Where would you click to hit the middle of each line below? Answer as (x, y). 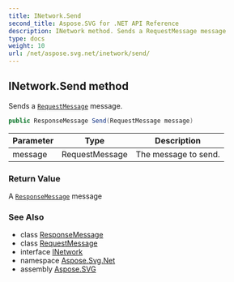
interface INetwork (51, 252)
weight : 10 (27, 46)
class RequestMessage (59, 243)
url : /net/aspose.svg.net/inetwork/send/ (79, 53)
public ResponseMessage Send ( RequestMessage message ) (101, 121)
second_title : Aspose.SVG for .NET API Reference (94, 23)
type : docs (27, 38)
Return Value (34, 178)
